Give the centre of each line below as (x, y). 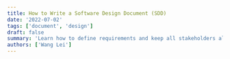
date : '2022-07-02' (35, 20)
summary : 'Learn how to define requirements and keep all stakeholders (111, 39)
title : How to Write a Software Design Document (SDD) (87, 13)
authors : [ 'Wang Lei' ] (39, 45)
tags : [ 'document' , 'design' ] (50, 26)
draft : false (26, 32)
